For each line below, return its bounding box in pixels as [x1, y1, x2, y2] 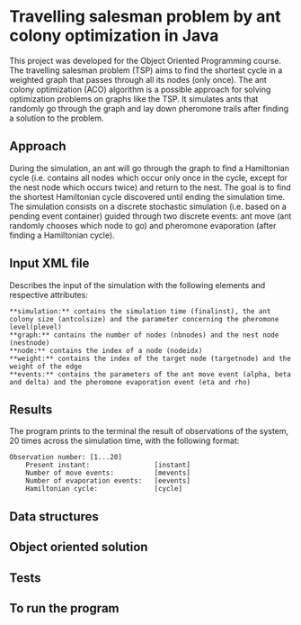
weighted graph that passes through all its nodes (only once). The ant [9, 74, 267, 85]
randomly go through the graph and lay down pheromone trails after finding [9, 103, 289, 113]
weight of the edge [9, 362, 83, 371]
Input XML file [9, 256, 90, 271]
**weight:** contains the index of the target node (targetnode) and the [9, 354, 292, 363]
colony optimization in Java [9, 25, 219, 46]
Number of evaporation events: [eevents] [25, 476, 191, 485]
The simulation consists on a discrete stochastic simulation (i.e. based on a [9, 201, 288, 212]
